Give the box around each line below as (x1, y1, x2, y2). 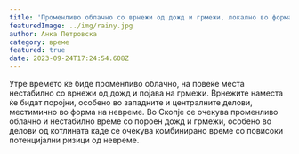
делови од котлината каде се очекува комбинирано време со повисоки (9, 126, 284, 135)
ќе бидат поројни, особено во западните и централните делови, (9, 97, 254, 107)
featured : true (9, 46, 66, 55)
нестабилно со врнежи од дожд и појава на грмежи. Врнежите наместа (9, 88, 283, 98)
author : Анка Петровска (9, 29, 98, 38)
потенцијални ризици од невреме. (9, 135, 140, 145)
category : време (9, 37, 69, 47)
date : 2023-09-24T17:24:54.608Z (9, 54, 129, 63)
